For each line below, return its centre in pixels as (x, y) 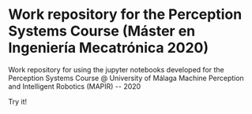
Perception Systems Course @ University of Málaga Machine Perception (126, 78)
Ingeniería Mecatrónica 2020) (109, 48)
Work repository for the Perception (125, 15)
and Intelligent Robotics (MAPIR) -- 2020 (75, 86)
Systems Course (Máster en (102, 31)
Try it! (18, 101)
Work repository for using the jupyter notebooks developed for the (116, 69)
